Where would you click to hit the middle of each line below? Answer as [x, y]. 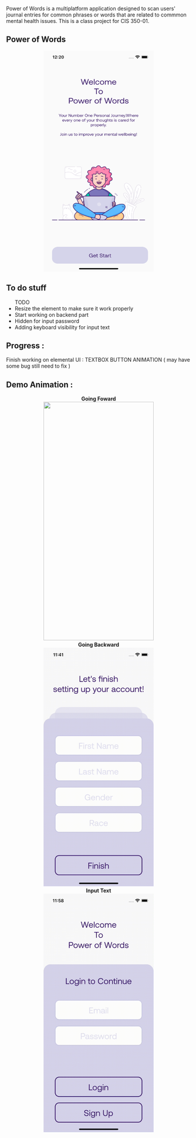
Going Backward [99, 645]
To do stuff [26, 288]
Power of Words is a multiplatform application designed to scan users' [91, 9]
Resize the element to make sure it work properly [74, 308]
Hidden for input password [47, 321]
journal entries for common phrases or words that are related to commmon [96, 15]
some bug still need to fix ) [38, 366]
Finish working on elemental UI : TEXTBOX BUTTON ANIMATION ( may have [98, 360]
